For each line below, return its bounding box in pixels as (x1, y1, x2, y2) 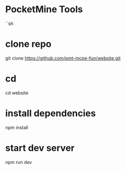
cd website (5, 90, 29, 96)
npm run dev (5, 159, 32, 165)
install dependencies (5, 108, 96, 119)
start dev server (5, 142, 75, 154)
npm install (5, 124, 29, 130)
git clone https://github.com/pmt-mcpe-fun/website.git (5, 55, 121, 61)
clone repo (5, 38, 52, 50)
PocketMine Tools (5, 4, 83, 15)
